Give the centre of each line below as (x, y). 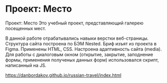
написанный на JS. (26, 65)
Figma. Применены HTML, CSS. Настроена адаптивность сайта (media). (83, 49)
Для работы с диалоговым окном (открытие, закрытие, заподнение (79, 54)
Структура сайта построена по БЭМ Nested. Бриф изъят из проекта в (81, 43)
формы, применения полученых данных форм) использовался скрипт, (82, 60)
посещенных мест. (26, 28)
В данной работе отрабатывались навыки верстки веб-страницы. (77, 38)
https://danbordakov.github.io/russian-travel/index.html (63, 75)
